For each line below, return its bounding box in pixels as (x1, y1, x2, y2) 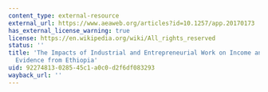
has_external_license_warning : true (8, 26, 130, 34)
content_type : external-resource (8, 11, 120, 20)
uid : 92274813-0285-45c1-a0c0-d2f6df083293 (8, 64, 156, 72)
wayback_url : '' (8, 71, 62, 79)
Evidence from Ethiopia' (15, 57, 98, 65)
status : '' (8, 42, 45, 50)
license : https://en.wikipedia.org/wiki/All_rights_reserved (8, 34, 216, 42)
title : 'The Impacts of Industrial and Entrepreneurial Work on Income (8, 49, 251, 57)
